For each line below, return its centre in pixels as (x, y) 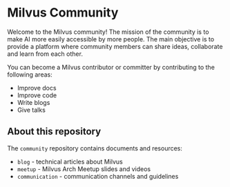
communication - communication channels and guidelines (98, 176)
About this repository (54, 131)
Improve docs (37, 88)
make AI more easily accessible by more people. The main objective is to (111, 39)
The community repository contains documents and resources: (95, 148)
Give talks (31, 110)
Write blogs (33, 102)
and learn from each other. (45, 54)
